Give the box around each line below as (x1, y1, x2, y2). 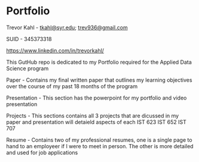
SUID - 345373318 (6, 35, 52, 42)
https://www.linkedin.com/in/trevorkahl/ (6, 46, 105, 54)
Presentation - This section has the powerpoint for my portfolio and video (6, 94, 187, 101)
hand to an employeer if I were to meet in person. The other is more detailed (6, 142, 194, 149)
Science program (6, 64, 49, 72)
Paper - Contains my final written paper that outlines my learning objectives (6, 76, 192, 83)
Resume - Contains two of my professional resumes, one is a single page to (6, 136, 192, 144)
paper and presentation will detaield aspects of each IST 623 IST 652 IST (6, 118, 187, 126)
